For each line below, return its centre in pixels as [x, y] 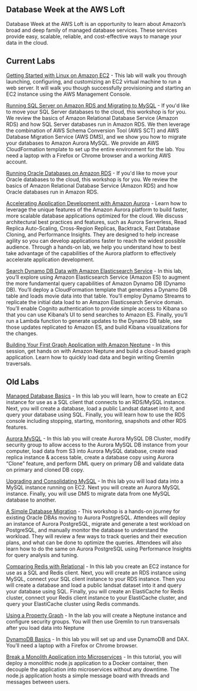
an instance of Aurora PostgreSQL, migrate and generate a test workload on [98, 524]
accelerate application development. [50, 259]
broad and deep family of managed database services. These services [92, 30]
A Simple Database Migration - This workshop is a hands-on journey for [93, 512]
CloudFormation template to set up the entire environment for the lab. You [96, 149]
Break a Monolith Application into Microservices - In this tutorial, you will [94, 657]
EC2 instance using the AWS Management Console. [69, 94]
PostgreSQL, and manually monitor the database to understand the [87, 530]
